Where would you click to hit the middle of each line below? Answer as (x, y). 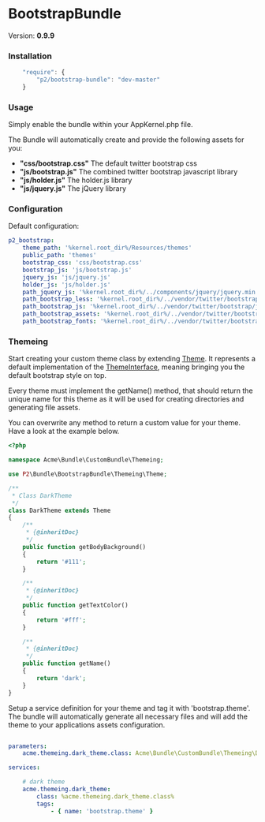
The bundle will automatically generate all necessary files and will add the (128, 716)
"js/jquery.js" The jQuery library (73, 189)
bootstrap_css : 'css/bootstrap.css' (83, 263)
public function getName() (67, 663)
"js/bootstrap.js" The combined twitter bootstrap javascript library (129, 172)
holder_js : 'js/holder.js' (67, 285)
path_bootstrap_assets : (62, 314)
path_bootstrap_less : (58, 299)
